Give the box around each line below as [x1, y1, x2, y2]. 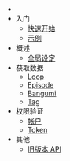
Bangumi [27, 88, 57, 98]
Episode [27, 80, 54, 89]
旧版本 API [27, 144, 61, 154]
